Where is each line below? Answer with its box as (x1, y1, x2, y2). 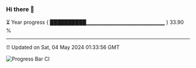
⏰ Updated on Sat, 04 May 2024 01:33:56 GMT (6, 44, 120, 51)
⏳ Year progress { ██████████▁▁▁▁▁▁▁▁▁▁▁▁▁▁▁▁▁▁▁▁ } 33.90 (6, 19, 184, 26)
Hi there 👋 (6, 5, 35, 13)
